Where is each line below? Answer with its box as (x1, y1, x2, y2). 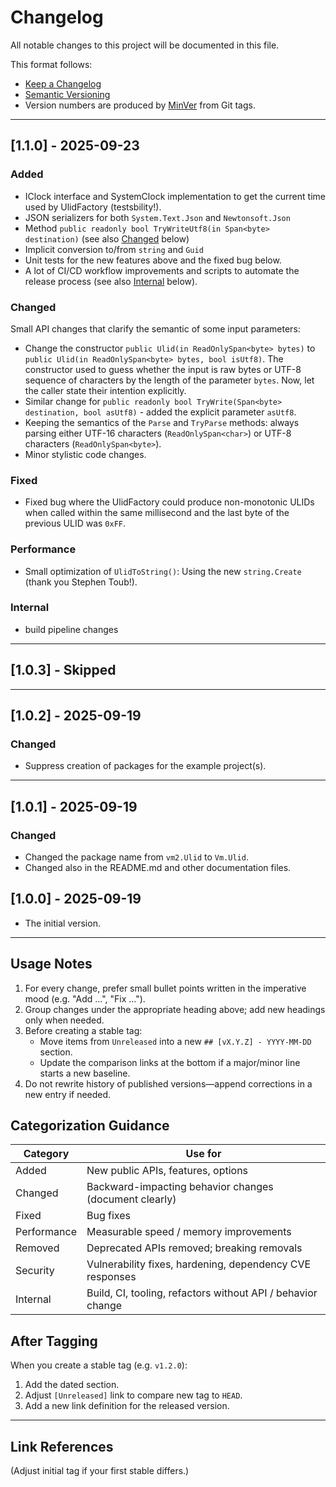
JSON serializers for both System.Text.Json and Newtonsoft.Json (24, 211, 291, 223)
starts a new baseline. (39, 1067, 131, 1079)
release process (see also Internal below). (24, 275, 198, 287)
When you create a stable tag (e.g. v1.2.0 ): (10, 1359, 188, 1371)
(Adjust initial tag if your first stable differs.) (10, 1465, 190, 1477)
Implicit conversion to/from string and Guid (24, 243, 204, 255)
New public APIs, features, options (86, 1164, 249, 1178)
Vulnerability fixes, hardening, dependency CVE (86, 1257, 312, 1271)
